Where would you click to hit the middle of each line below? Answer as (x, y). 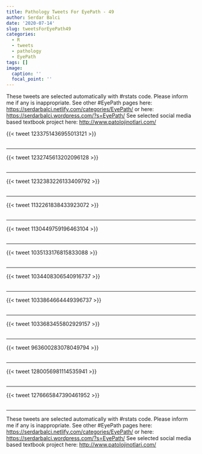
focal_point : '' (32, 79)
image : (14, 68)
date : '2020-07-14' (31, 23)
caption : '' (27, 74)
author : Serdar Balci (33, 18)
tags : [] (17, 62)
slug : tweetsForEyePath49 (38, 29)
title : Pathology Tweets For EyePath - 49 (60, 12)
